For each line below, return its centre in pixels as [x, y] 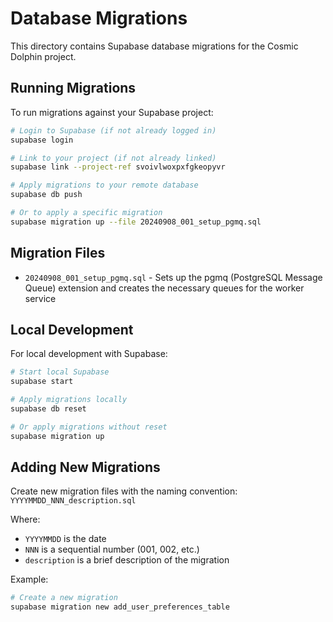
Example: [29, 579]
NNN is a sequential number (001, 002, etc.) [112, 549]
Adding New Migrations [85, 467]
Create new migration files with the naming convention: [124, 491]
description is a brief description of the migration [127, 560]
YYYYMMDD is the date [65, 539]
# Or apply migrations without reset [89, 427]
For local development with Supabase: [89, 354]
